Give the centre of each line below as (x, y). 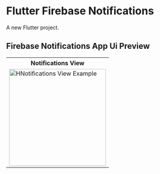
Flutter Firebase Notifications (80, 11)
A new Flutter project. (33, 27)
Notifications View (58, 63)
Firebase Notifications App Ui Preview (78, 46)
